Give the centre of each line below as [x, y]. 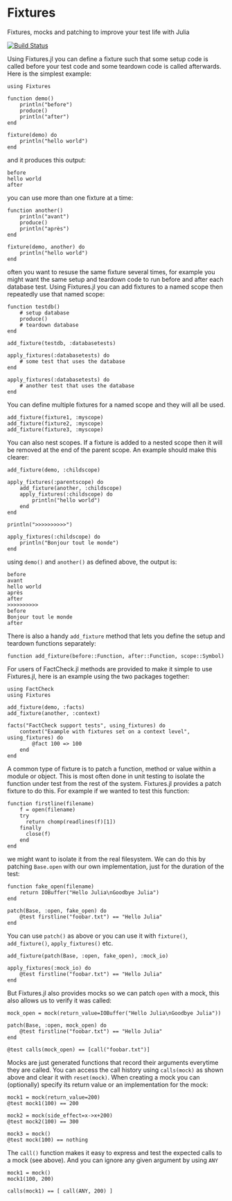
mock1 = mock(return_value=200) [54, 1097]
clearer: [18, 457]
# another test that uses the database [77, 386]
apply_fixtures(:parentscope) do [55, 482]
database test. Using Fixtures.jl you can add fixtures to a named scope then [115, 287]
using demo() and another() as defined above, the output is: [92, 562]
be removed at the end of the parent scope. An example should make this [112, 450]
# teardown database [49, 325]
